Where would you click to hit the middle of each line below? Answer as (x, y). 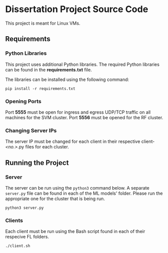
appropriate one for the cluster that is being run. (55, 198)
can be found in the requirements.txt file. (49, 69)
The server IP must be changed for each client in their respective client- (80, 141)
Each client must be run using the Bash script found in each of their (75, 231)
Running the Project (37, 163)
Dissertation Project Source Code (77, 9)
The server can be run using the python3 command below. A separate (77, 188)
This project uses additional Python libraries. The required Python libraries (82, 64)
